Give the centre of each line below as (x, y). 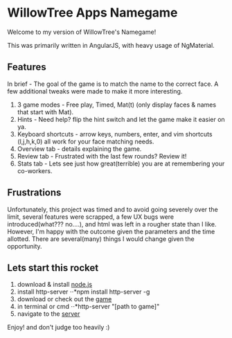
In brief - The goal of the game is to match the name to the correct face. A (113, 84)
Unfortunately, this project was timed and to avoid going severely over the (113, 209)
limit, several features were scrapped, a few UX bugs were (91, 217)
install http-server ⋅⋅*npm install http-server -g (83, 292)
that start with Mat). (45, 112)
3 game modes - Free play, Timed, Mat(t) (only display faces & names (117, 105)
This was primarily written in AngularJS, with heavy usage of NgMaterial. (111, 45)
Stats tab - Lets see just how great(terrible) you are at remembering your (121, 163)
